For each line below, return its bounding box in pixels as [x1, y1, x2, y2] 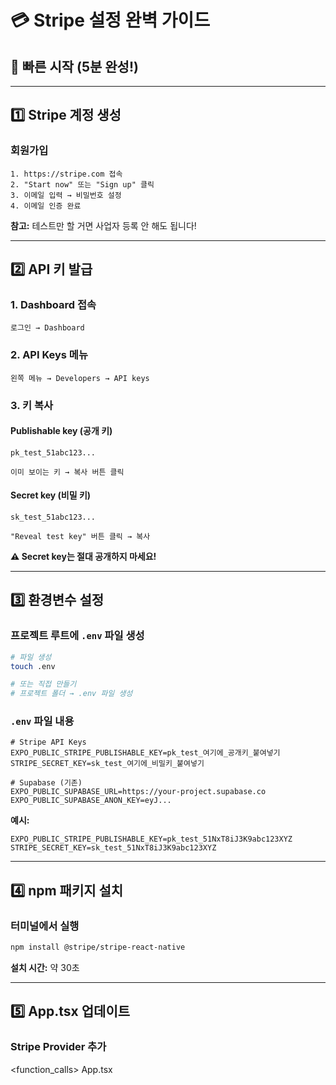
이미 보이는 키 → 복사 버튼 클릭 [10, 467, 125, 477]
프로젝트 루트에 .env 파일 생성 [10, 629, 145, 643]
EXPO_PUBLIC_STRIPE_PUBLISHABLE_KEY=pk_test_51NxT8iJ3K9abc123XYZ [10, 834, 293, 845]
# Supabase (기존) [10, 778, 83, 788]
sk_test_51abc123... [10, 512, 97, 522]
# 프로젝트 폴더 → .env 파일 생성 [10, 689, 133, 699]
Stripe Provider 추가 [10, 1040, 107, 1054]
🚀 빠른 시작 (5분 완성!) [10, 58, 139, 75]
